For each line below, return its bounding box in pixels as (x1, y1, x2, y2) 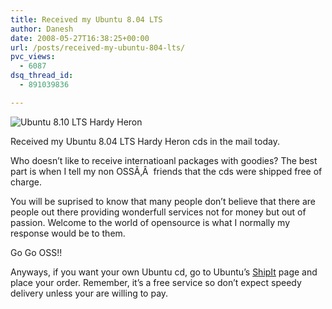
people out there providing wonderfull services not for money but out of (10, 206, 307, 218)
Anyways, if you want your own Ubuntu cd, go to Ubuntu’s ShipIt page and (10, 266, 318, 278)
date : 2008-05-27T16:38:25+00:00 (10, 33, 150, 43)
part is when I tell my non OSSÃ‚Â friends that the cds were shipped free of (10, 165, 323, 177)
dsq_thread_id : (10, 71, 74, 81)
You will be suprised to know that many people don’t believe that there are (10, 195, 316, 207)
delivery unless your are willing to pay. (10, 287, 169, 299)
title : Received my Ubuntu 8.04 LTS (10, 14, 163, 25)
